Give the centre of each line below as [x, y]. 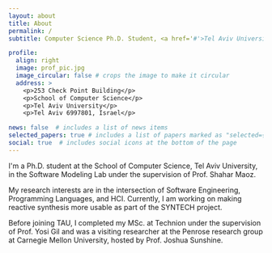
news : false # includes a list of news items [88, 128]
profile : [23, 53]
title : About [30, 23]
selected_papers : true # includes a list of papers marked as [115, 135]
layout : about [32, 16]
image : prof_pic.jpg [50, 68]
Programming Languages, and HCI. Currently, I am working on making [125, 198]
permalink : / [30, 31]
